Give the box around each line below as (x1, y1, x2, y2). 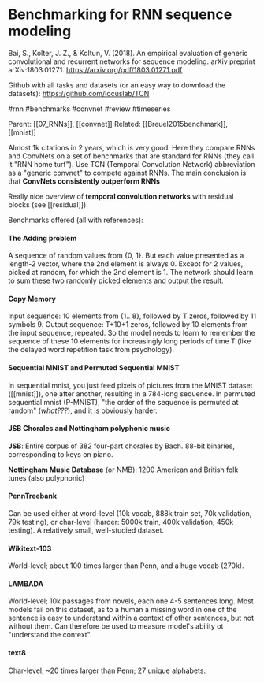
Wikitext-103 (8, 544, 52, 553)
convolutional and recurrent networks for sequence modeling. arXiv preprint (8, 57, 256, 66)
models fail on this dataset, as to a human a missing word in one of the (8, 605, 237, 614)
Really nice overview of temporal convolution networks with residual (8, 191, 234, 201)
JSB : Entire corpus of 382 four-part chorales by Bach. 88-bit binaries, (8, 441, 235, 451)
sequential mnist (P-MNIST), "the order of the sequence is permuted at (8, 397, 239, 406)
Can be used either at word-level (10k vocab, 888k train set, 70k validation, (8, 508, 252, 518)
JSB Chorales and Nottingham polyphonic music (8, 424, 171, 433)
